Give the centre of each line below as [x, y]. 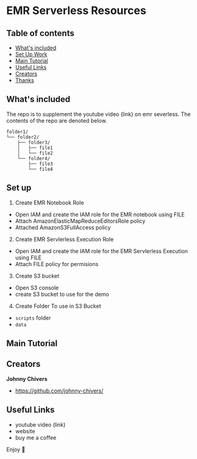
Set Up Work [31, 54]
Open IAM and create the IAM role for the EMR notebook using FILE [100, 214]
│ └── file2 [35, 153]
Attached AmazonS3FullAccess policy [63, 227]
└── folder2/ [23, 137]
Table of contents [40, 33]
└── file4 [41, 169]
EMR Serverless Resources [76, 11]
